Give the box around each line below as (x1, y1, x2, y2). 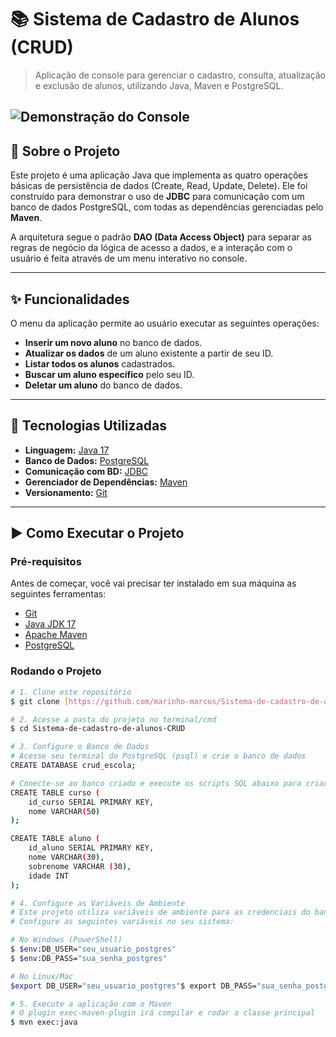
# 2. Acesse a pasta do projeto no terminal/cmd (10, 714, 217, 725)
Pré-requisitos (10, 555, 82, 569)
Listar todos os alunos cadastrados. (24, 357, 176, 370)
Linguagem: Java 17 (24, 444, 110, 456)
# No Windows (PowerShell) (10, 935, 123, 945)
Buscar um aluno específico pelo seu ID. (24, 368, 195, 380)
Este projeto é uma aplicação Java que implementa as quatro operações (10, 169, 308, 181)
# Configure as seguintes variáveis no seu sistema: (10, 917, 235, 927)
